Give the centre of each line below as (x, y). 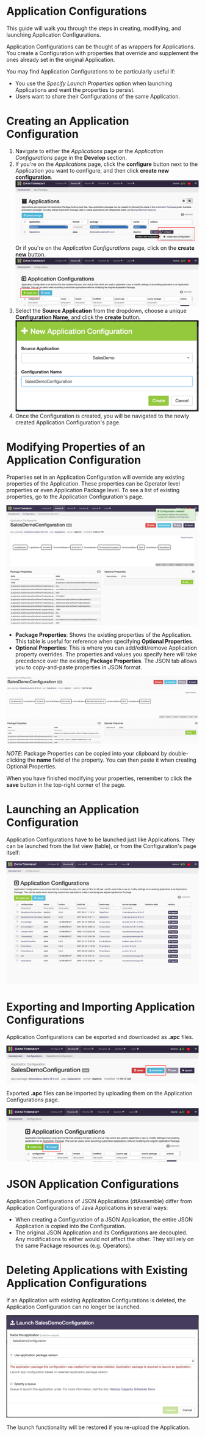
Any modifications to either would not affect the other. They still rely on (104, 1239)
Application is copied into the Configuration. (70, 1226)
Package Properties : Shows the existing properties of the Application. (103, 635)
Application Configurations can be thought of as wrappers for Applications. (101, 47)
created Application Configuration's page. (68, 422)
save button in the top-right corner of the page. (66, 784)
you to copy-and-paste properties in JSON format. (78, 667)
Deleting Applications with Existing (97, 1270)
